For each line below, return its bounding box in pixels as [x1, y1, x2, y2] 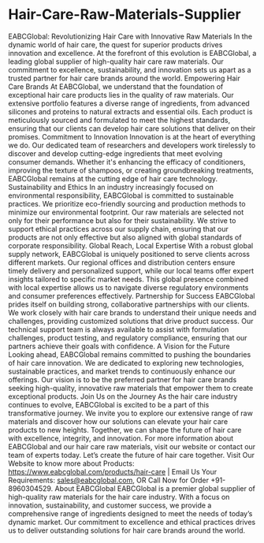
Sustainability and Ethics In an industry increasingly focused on [8, 182, 214, 192]
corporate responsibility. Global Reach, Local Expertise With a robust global [8, 240, 254, 250]
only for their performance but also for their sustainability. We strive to [8, 215, 236, 225]
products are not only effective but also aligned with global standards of [8, 232, 242, 242]
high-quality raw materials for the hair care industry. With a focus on [8, 492, 230, 501]
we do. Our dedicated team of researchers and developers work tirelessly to [8, 140, 256, 150]
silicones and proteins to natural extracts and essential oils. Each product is [8, 106, 253, 116]
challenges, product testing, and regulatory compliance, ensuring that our [8, 333, 247, 342]
